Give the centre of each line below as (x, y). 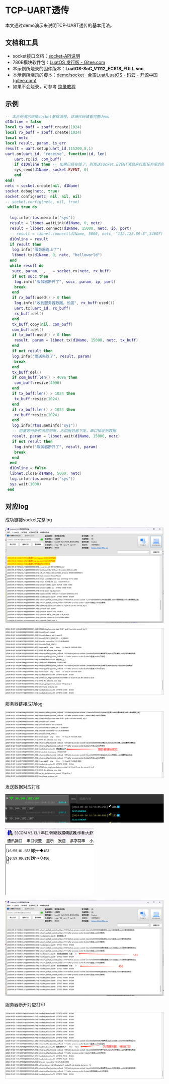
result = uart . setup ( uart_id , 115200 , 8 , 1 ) (49, 149)
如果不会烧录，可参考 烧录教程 (44, 86)
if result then (26, 244)
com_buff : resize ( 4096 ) (38, 383)
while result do (27, 266)
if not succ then (30, 276)
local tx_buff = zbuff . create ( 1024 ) (44, 127)
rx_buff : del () (29, 314)
